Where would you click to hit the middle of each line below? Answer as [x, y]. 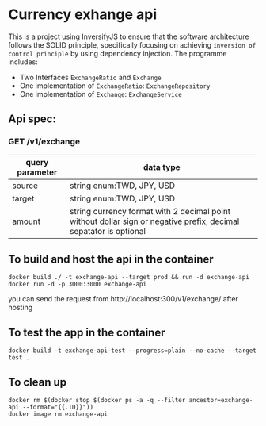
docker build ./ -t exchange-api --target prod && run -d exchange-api [129, 278]
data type [161, 167]
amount [27, 221]
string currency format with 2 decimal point [150, 211]
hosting [21, 308]
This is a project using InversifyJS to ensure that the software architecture [129, 36]
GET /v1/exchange [44, 142]
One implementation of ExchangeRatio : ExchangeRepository [115, 86]
